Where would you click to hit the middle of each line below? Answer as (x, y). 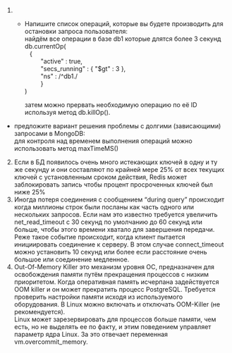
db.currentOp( (45, 46)
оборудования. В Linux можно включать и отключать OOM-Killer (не (117, 304)
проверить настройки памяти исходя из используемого (98, 297)
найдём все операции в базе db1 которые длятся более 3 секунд (123, 39)
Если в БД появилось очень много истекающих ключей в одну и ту (116, 162)
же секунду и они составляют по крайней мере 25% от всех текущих (119, 169)
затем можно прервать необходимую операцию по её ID (111, 105)
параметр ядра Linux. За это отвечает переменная (91, 334)
